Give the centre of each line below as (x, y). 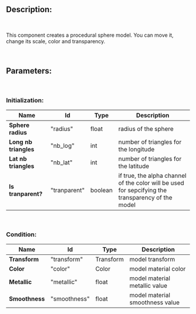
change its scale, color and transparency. (56, 41)
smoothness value (154, 302)
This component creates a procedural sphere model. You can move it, (90, 35)
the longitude (136, 149)
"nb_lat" (62, 162)
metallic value (148, 286)
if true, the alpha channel (153, 175)
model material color (157, 269)
